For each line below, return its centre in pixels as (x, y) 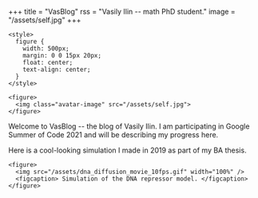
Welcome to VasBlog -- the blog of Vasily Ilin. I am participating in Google (129, 126)
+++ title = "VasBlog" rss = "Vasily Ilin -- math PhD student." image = (122, 12)
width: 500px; (46, 49)
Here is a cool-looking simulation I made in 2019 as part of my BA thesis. (127, 150)
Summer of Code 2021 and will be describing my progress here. (113, 135)
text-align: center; (57, 69)
